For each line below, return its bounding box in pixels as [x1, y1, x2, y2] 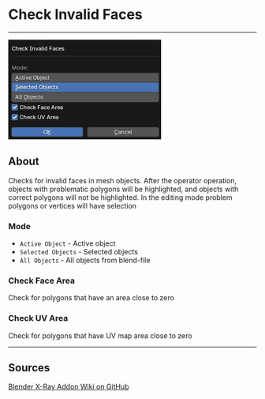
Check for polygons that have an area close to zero [8, 293, 175, 303]
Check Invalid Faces [8, 6, 144, 24]
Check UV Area [8, 313, 69, 324]
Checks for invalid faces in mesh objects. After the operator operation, [8, 175, 237, 185]
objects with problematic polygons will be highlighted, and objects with [8, 184, 239, 194]
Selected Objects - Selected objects [19, 247, 138, 257]
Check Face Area [8, 275, 75, 286]
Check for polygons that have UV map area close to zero [8, 330, 192, 341]
